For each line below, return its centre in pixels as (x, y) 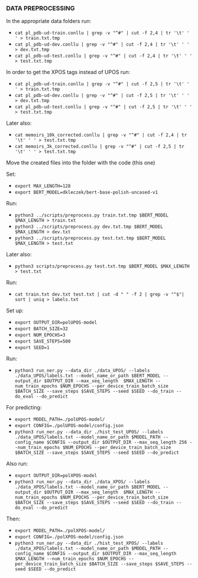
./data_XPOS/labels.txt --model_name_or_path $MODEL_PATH (87, 548)
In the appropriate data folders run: (49, 21)
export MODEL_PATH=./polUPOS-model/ (60, 419)
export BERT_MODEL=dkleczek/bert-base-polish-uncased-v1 (86, 193)
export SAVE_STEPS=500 (43, 341)
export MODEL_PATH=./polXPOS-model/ (60, 531)
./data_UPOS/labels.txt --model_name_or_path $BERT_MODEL (87, 376)
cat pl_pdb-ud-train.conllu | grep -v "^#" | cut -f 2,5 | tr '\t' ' (102, 84)
